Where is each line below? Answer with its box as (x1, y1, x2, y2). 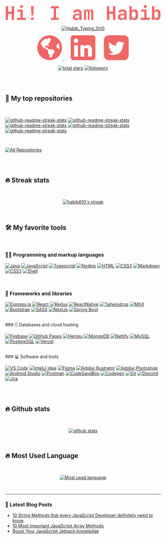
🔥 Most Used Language (5, 452, 79, 460)
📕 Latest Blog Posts (5, 501, 53, 508)
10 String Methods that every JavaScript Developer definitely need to (12, 512, 153, 518)
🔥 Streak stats (5, 176, 49, 184)
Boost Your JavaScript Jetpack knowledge (12, 528, 99, 534)
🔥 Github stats (5, 405, 50, 414)
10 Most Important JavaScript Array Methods (12, 523, 104, 529)
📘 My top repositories (5, 94, 73, 103)
